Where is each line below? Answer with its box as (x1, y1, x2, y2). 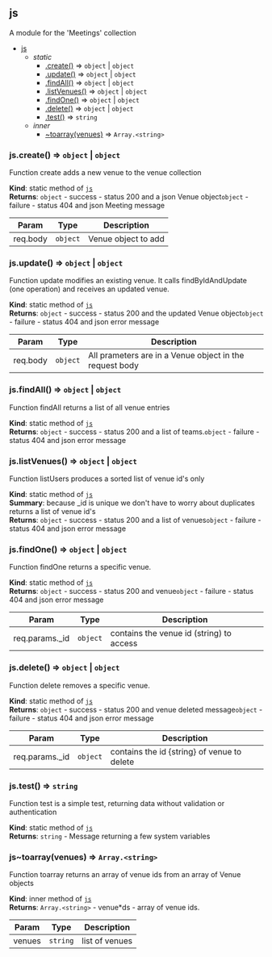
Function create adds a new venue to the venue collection (9, 168, 202, 178)
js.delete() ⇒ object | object (9, 662, 120, 673)
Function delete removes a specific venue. (9, 680, 150, 690)
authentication (9, 807, 57, 817)
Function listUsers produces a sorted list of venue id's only (9, 474, 205, 483)
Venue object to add (88, 233, 165, 244)
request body (88, 360, 140, 371)
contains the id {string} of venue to (110, 746, 242, 757)
